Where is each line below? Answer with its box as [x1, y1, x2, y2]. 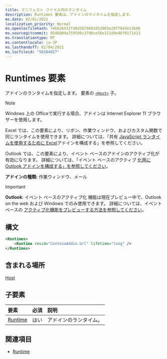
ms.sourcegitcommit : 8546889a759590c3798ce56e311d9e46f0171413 [5, 31, 141, 36]
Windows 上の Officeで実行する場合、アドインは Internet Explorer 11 [5, 110, 147, 116]
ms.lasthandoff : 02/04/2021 [5, 45, 64, 50]
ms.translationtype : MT [5, 36, 55, 41]
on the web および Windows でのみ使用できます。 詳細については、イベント [5, 200, 162, 206]
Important [5, 184, 26, 190]
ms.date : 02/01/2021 [5, 17, 49, 22]
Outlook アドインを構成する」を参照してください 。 [5, 163, 111, 169]
